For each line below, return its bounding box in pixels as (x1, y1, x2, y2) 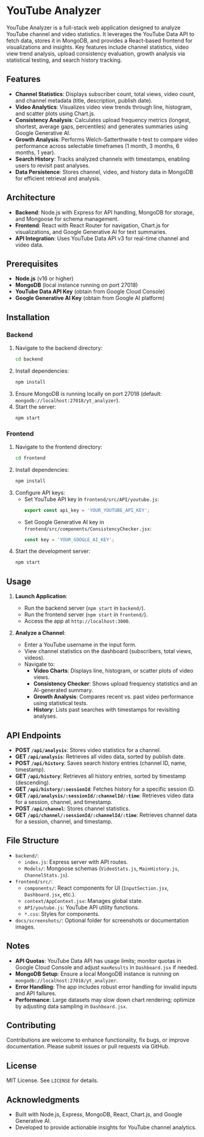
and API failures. (15, 989, 57, 996)
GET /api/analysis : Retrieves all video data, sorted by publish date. (15, 753, 186, 760)
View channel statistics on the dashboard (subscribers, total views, (24, 648, 193, 655)
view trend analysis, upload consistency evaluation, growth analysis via (6, 49, 186, 57)
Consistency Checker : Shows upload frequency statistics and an (33, 680, 198, 687)
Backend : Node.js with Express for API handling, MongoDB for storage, (15, 208, 194, 216)
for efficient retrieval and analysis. (15, 175, 101, 182)
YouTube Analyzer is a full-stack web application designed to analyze (6, 24, 181, 31)
